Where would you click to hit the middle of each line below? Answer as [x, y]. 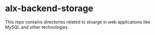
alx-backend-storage [49, 9]
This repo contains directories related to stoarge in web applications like [78, 22]
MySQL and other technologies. [37, 27]
